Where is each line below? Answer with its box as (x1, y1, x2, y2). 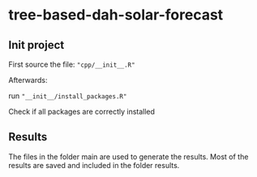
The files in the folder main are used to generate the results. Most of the (8, 152, 249, 162)
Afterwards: (8, 76, 48, 84)
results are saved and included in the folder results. (8, 160, 180, 170)
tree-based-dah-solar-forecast (8, 6, 224, 24)
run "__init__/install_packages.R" (8, 91, 127, 101)
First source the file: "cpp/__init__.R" (8, 59, 135, 69)
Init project (8, 38, 65, 52)
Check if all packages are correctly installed (8, 107, 156, 116)
